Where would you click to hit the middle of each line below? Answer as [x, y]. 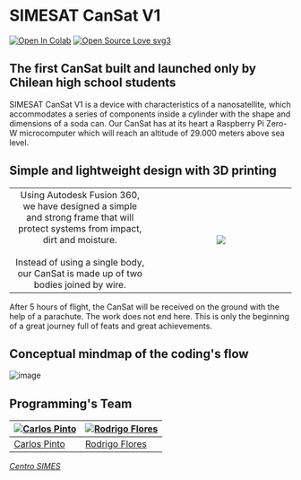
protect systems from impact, [80, 228]
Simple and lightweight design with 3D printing [143, 171]
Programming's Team [71, 403]
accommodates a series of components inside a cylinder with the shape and [150, 114]
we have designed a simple [80, 205]
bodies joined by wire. [80, 284]
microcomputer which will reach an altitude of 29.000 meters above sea [152, 133]
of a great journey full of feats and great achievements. [111, 326]
